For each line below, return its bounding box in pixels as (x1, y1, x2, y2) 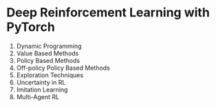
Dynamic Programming (16, 42, 82, 50)
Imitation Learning (16, 85, 68, 94)
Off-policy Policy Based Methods (16, 64, 111, 72)
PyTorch (6, 19, 56, 35)
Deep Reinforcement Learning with (6, 5, 210, 21)
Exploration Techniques (16, 70, 84, 79)
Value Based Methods (16, 49, 79, 57)
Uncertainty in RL (16, 78, 66, 86)
